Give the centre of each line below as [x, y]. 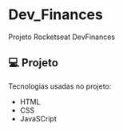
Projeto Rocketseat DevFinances [62, 37]
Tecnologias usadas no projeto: [60, 86]
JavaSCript [38, 118]
